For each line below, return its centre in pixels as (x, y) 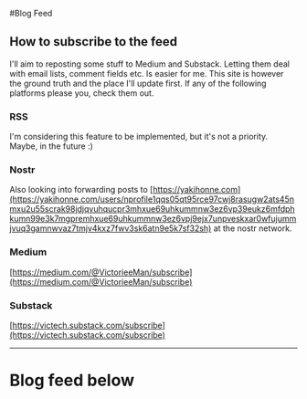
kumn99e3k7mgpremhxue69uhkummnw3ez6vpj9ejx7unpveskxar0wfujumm (153, 219)
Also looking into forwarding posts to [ (81, 190)
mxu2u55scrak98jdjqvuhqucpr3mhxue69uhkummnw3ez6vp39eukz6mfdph (152, 209)
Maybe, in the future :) (52, 146)
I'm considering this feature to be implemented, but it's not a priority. (139, 137)
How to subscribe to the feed (94, 42)
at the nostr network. (253, 228)
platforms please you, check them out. (82, 93)
